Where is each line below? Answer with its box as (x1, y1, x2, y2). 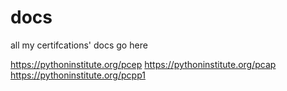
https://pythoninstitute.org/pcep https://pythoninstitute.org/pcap (10, 58, 277, 70)
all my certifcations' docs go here (10, 39, 148, 51)
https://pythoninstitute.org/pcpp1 (10, 69, 146, 81)
